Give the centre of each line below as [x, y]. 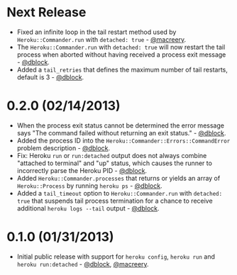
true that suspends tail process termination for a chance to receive [115, 201]
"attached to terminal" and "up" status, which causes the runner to [114, 163]
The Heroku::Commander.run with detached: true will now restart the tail [121, 47]
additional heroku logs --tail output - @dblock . [88, 208]
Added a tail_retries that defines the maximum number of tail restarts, [122, 69]
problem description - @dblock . [64, 148]
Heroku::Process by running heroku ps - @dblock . [89, 186]
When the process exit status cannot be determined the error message [121, 125]
